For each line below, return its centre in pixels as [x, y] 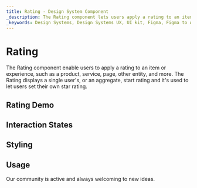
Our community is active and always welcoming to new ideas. [81, 179]
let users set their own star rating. [47, 86]
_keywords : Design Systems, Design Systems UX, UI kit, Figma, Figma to [97, 22]
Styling [20, 145]
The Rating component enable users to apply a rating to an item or [86, 68]
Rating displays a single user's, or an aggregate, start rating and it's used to [97, 80]
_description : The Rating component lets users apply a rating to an [93, 17]
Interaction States [40, 125]
